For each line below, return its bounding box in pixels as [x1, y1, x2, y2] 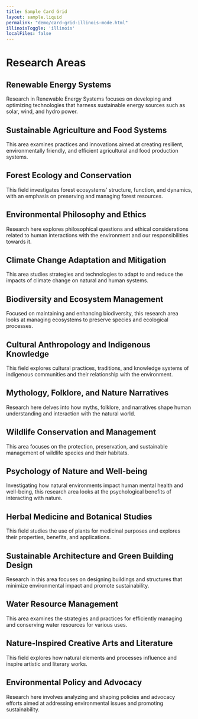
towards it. [6, 238, 32, 245]
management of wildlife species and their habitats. [6, 449, 129, 456]
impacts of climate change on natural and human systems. [6, 277, 149, 284]
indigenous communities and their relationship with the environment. [6, 371, 173, 378]
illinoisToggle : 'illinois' [6, 25, 76, 31]
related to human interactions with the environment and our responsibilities [6, 231, 189, 238]
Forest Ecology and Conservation [6, 170, 132, 180]
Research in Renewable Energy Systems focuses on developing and [6, 95, 172, 102]
